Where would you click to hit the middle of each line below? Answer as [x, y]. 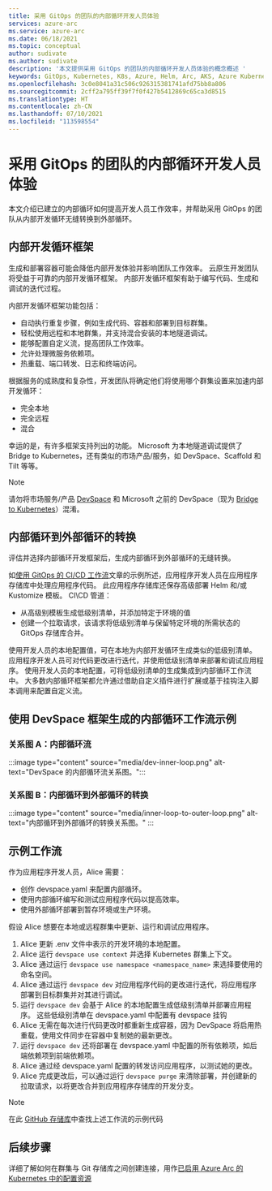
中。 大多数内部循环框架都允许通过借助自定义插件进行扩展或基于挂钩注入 [130, 681]
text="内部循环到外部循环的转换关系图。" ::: [81, 823]
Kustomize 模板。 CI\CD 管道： [60, 595]
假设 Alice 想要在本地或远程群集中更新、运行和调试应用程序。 [111, 927]
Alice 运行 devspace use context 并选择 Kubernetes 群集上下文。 [128, 954]
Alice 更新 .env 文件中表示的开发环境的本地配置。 [102, 944]
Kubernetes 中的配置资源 [50, 1179]
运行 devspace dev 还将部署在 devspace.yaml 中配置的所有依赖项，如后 [138, 1046]
